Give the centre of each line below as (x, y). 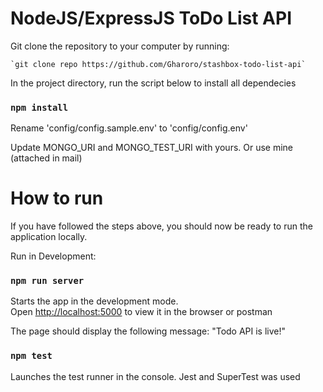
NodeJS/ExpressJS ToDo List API (151, 18)
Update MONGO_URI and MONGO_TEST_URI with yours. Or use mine (152, 148)
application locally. (49, 237)
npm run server (47, 281)
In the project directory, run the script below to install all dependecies (153, 83)
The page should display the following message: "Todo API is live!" (148, 331)
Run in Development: (53, 256)
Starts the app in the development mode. (94, 301)
